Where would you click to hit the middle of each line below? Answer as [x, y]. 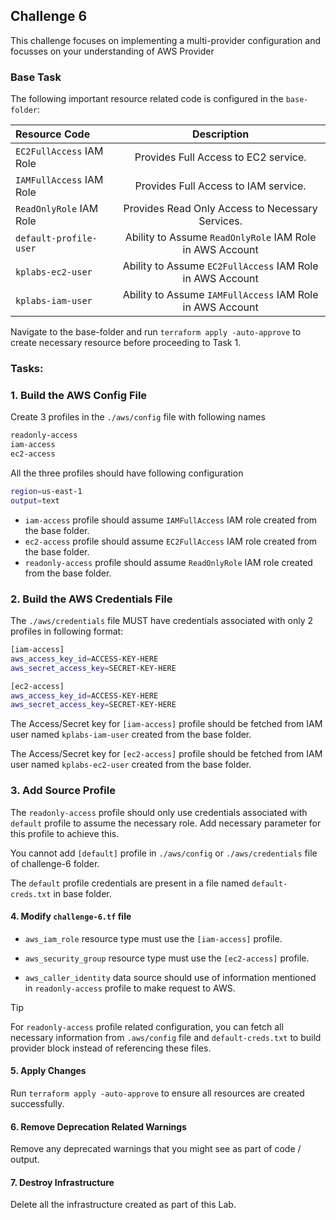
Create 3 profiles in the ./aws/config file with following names [138, 417]
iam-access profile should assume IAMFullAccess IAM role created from [171, 520]
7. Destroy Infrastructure [62, 1182]
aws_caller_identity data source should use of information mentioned [170, 977]
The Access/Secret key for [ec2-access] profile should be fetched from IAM [166, 754]
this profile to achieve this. [65, 833]
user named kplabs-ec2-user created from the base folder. [131, 765]
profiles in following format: [67, 631]
